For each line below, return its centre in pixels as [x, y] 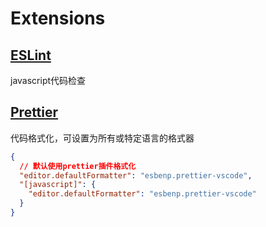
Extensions [58, 18]
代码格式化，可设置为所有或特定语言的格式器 [102, 138]
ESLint [31, 55]
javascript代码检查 [48, 80]
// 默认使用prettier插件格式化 [78, 166]
